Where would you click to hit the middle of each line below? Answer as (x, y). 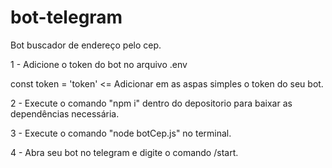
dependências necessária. (65, 113)
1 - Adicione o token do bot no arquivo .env (99, 64)
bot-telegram (66, 17)
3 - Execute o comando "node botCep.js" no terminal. (121, 133)
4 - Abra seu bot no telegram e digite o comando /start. (124, 152)
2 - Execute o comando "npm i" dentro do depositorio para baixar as (151, 103)
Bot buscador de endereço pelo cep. (86, 45)
